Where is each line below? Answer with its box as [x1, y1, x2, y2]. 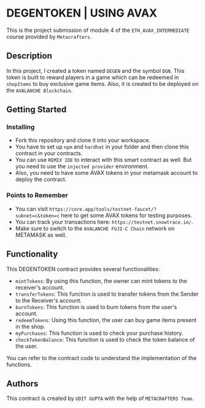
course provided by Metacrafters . [6, 33, 92, 40]
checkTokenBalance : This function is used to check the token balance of [15, 336, 195, 343]
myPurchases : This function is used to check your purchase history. [15, 329, 184, 337]
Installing [6, 123, 35, 131]
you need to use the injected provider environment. [15, 163, 149, 170]
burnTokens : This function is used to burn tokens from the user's [15, 303, 177, 310]
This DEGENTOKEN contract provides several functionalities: [6, 265, 160, 272]
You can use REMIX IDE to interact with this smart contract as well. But [15, 156, 192, 164]
